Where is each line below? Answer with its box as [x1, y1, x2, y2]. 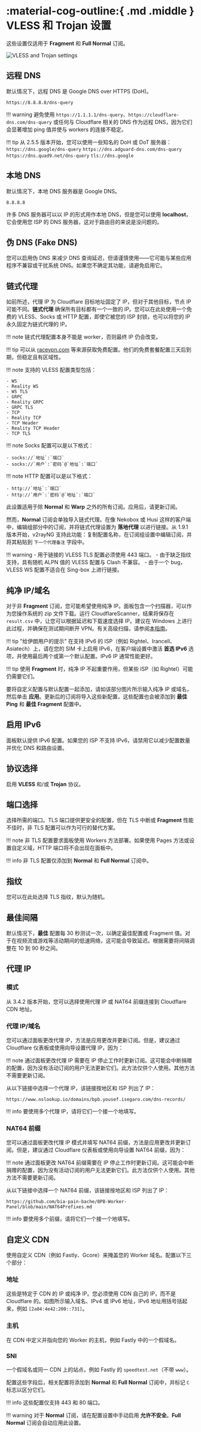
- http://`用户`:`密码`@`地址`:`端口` [6, 492, 96, 498]
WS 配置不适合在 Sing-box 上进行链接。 [23, 566, 123, 573]
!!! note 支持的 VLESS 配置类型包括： [6, 367, 97, 374]
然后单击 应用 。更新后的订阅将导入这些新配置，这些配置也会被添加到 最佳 [6, 693, 187, 700]
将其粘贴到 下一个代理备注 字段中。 [6, 538, 88, 546]
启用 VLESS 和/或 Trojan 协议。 [6, 780, 84, 788]
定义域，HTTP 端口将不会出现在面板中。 [16, 844, 117, 852]
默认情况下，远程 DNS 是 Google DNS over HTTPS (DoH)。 [6, 87, 152, 95]
